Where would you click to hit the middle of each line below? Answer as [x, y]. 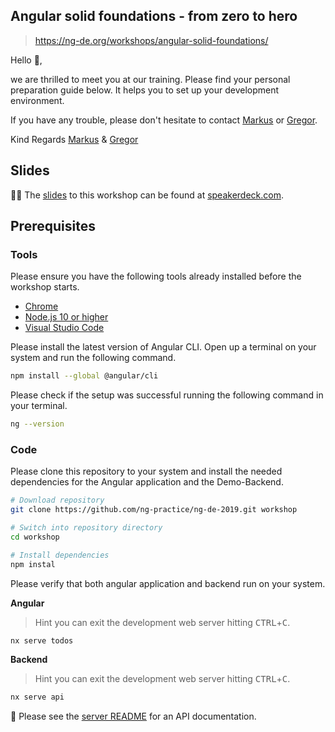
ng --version [37, 424]
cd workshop [35, 537]
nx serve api [37, 697]
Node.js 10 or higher [66, 317]
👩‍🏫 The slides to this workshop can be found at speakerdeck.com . [147, 195]
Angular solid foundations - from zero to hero [154, 16]
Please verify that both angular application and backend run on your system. [168, 583]
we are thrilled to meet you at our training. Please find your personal [150, 79]
